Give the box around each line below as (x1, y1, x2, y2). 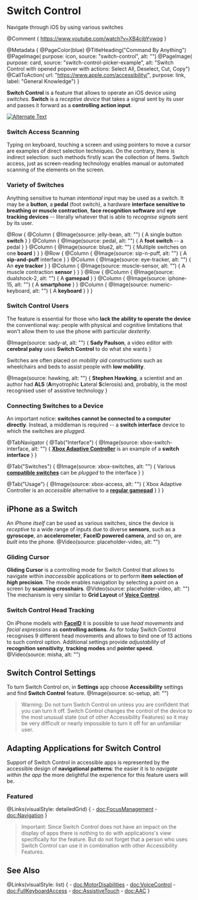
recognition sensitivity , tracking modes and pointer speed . (6, 644, 154, 651)
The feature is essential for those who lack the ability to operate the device (6, 315, 191, 322)
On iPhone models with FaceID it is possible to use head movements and (6, 620, 184, 627)
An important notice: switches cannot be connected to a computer (6, 415, 171, 422)
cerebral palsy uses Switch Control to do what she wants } (6, 345, 151, 352)
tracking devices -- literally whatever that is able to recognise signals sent (6, 213, 188, 220)
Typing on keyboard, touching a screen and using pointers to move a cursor (6, 141, 191, 148)
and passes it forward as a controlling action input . (6, 101, 132, 108)
